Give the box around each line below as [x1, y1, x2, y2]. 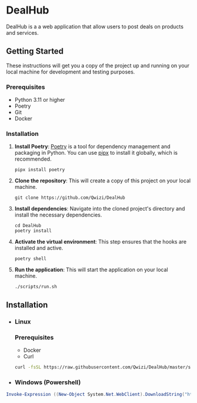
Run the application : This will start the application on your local [14, 266, 168, 274]
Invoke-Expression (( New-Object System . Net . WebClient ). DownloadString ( [6, 392, 185, 398]
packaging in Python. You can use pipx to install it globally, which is [14, 149, 178, 156]
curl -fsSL [14, 364, 42, 370]
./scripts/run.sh [14, 284, 57, 290]
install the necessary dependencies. [14, 211, 103, 218]
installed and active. [14, 245, 63, 252]
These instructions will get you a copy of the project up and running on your [6, 62, 189, 69]
